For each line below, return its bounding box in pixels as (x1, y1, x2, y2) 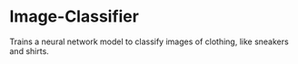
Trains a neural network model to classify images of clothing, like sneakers (9, 36, 289, 47)
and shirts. (9, 45, 50, 56)
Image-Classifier (9, 6, 139, 27)
